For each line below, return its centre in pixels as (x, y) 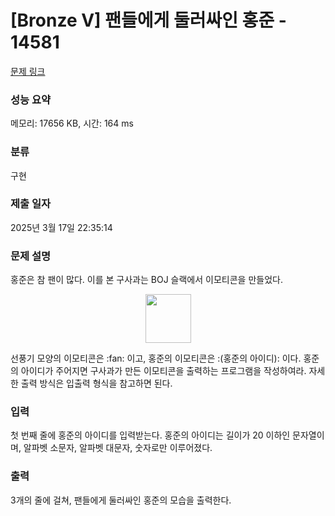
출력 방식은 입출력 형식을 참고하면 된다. (96, 383)
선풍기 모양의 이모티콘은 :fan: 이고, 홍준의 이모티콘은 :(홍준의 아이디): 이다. (156, 358)
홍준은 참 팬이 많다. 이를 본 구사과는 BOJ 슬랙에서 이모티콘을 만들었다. (146, 280)
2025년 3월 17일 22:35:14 (61, 227)
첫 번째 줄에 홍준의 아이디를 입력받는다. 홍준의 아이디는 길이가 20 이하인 (150, 435)
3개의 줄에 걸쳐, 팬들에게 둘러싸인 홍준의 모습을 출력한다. (121, 500)
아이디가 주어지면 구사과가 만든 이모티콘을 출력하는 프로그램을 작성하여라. (163, 371)
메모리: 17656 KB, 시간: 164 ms (72, 123)
